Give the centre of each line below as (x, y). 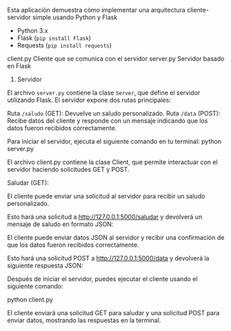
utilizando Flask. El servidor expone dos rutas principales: (89, 100)
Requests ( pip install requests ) (64, 45)
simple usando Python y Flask (75, 17)
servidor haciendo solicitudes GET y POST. (68, 169)
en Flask (19, 66)
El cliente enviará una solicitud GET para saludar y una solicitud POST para (113, 313)
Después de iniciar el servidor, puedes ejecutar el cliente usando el (102, 279)
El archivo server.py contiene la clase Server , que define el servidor (104, 93)
